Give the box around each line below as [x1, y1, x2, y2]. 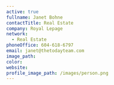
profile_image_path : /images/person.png [6, 70, 109, 76]
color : [6, 59, 23, 65]
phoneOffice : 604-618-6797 [6, 42, 74, 48]
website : [6, 64, 28, 71]
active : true [6, 8, 39, 15]
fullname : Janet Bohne [6, 14, 63, 20]
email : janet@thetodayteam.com [6, 48, 85, 54]
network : [6, 31, 28, 37]
